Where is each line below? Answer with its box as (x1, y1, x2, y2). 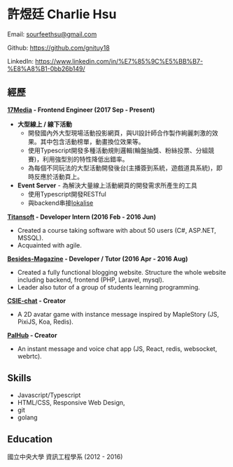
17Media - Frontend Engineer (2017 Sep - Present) (7, 106, 155, 114)
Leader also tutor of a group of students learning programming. (17, 282, 201, 291)
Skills (7, 372, 31, 385)
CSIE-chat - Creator (7, 296, 66, 305)
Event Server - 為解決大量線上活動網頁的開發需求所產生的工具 (17, 181, 197, 189)
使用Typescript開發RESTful (27, 189, 106, 198)
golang (17, 413, 38, 422)
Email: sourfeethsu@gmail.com (7, 29, 97, 38)
